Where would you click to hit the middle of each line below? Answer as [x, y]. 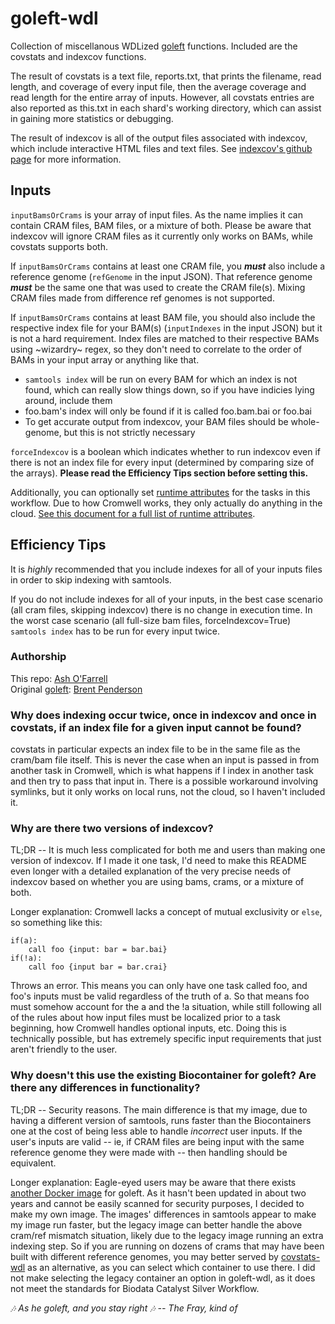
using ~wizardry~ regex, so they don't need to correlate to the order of [156, 349]
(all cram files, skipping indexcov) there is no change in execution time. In [161, 609]
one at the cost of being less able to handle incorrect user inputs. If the [156, 1131]
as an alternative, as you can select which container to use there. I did [171, 1267]
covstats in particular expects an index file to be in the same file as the [155, 749]
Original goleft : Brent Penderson [76, 689]
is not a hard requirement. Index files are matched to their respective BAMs [165, 338]
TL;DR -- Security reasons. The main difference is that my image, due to [159, 1109]
